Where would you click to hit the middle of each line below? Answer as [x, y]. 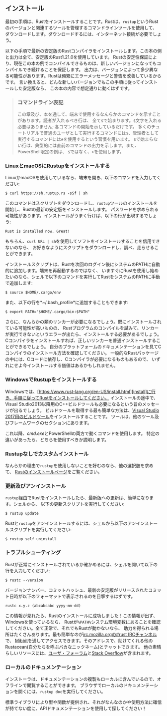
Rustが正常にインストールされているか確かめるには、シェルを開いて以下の [82, 564]
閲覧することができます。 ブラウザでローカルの [75, 685]
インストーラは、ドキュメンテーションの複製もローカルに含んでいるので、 [81, 679]
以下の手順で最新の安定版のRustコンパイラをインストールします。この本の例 [83, 50]
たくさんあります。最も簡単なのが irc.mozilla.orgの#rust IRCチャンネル [85, 634]
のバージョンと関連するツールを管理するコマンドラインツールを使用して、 [81, 27]
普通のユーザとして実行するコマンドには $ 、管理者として [101, 133]
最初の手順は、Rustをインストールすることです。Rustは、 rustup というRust [82, 21]
